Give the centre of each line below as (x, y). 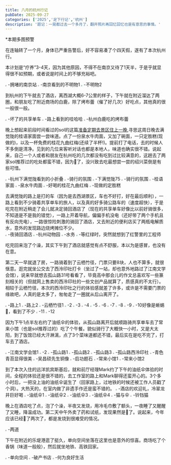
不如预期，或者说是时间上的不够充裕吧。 (56, 74)
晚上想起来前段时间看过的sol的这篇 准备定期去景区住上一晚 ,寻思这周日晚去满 (85, 130)
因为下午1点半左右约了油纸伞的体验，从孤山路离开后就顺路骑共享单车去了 (82, 322)
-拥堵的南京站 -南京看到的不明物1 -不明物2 (55, 85)
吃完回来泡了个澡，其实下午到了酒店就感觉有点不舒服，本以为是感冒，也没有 (85, 245)
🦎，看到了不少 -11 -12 (30, 312)
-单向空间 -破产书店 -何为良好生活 (46, 457)
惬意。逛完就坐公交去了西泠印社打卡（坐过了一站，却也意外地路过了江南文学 (85, 269)
